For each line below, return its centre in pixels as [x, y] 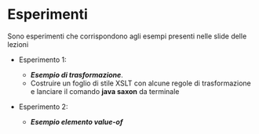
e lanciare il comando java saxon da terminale [105, 91]
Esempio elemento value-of [77, 121]
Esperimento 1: [43, 60]
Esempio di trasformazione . [77, 74]
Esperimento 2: [43, 107]
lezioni [18, 44]
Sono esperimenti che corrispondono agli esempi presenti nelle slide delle [127, 36]
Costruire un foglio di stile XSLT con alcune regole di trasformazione [141, 83]
